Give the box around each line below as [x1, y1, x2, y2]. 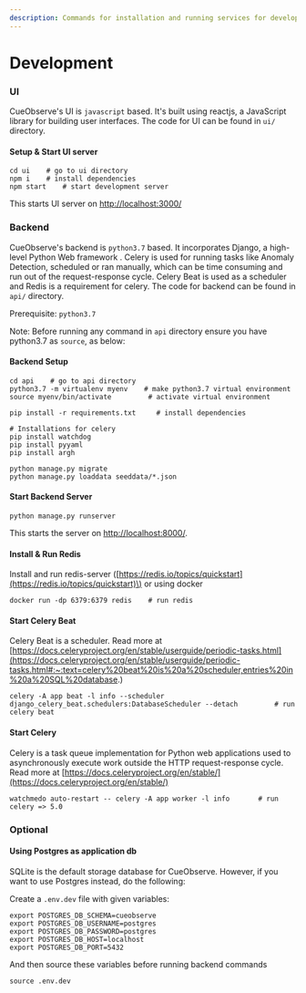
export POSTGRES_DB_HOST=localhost [9, 935, 145, 944]
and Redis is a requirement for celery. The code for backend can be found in [9, 280, 296, 292]
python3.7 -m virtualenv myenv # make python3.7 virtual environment [9, 384, 291, 393]
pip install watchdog [9, 432, 92, 441]
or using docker [144, 578, 203, 589]
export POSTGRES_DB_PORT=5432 [9, 943, 125, 952]
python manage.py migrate [9, 464, 107, 473]
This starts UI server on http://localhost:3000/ [9, 198, 182, 210]
